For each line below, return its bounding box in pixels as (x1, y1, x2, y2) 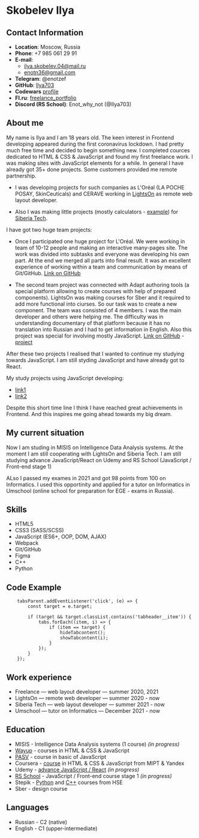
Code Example (6, 582, 62, 592)
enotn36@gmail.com (23, 69, 76, 76)
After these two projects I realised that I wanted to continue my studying (6, 350, 185, 357)
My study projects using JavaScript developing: (6, 374, 124, 381)
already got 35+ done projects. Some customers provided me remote (6, 165, 177, 173)
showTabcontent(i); (59, 635, 109, 641)
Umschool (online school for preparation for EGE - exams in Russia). (6, 487, 175, 495)
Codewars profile (14, 88, 59, 95)
